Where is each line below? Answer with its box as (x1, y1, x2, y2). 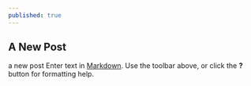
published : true (8, 11, 62, 20)
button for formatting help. (8, 70, 95, 79)
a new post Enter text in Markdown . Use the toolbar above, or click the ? (8, 61, 243, 70)
